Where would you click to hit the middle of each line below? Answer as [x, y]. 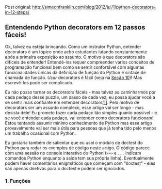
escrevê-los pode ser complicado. [39, 82]
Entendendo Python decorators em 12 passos [75, 27]
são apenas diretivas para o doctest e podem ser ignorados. [65, 168]
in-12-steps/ [17, 12]
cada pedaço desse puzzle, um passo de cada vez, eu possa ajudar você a [80, 97]
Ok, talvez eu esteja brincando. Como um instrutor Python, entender [73, 47]
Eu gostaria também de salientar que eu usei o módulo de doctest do [74, 142]
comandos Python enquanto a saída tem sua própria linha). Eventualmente [80, 158]
